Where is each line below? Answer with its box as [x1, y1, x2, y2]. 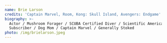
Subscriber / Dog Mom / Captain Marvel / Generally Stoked [9, 26, 135, 31]
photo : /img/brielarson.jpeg [4, 30, 65, 35]
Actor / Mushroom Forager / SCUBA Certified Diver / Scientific [9, 21, 146, 26]
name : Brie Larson [4, 7, 43, 12]
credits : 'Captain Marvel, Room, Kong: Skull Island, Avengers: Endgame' [4, 12, 162, 17]
